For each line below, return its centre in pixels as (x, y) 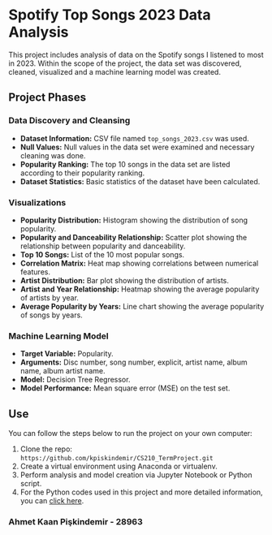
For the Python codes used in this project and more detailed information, (141, 492)
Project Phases (47, 98)
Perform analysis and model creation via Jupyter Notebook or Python (136, 475)
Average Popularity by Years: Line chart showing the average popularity (142, 306)
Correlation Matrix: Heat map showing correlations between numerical (139, 263)
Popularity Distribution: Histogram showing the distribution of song (134, 220)
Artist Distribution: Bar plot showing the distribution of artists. (124, 280)
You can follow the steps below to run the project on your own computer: (131, 434)
